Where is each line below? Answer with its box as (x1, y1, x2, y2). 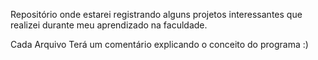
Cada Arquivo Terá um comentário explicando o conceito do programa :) (10, 39, 309, 50)
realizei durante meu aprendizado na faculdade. (10, 19, 208, 31)
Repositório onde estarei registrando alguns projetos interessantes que (10, 9, 303, 20)
